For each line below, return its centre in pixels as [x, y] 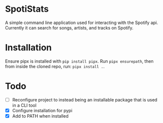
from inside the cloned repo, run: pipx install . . [55, 66]
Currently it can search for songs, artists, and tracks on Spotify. [69, 27]
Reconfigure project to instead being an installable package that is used [85, 99]
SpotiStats [27, 9]
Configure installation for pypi [42, 110]
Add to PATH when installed [40, 116]
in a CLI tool [24, 105]
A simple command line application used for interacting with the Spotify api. [82, 23]
